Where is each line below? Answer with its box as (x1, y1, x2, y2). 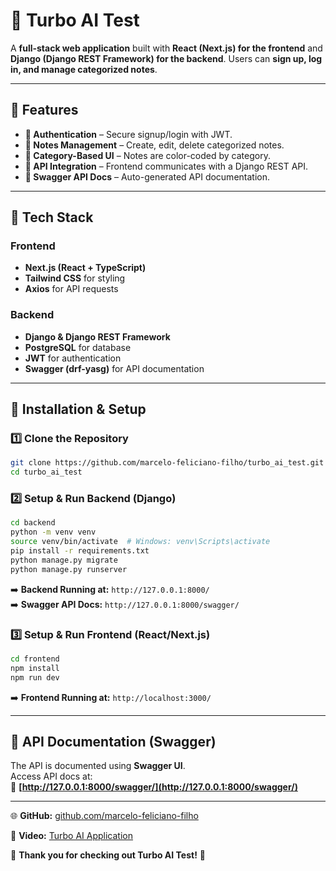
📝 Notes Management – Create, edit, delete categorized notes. (24, 139, 285, 151)
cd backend (10, 518, 56, 528)
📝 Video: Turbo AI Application (10, 830, 134, 842)
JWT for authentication (24, 352, 122, 364)
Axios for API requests (24, 283, 119, 295)
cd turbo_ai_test (10, 467, 83, 478)
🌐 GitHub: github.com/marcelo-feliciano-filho (10, 810, 199, 822)
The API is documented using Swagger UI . (10, 760, 186, 772)
